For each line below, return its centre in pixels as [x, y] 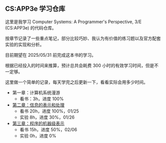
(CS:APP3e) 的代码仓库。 [31, 28]
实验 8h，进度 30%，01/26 [47, 117]
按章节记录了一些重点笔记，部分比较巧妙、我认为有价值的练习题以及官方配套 [83, 38]
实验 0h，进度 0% [38, 136]
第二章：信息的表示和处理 [38, 105]
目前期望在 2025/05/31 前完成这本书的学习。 [51, 55]
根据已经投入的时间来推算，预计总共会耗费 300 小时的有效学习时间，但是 [80, 65]
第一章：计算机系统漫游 [36, 92]
